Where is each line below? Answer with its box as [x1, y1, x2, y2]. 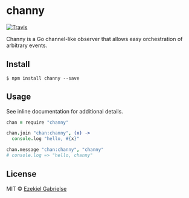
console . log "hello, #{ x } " [11, 136, 80, 142]
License [6, 169, 37, 179]
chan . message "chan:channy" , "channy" [6, 147, 104, 153]
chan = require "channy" [6, 119, 69, 126]
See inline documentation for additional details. [6, 107, 124, 115]
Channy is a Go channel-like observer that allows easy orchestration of [6, 35, 183, 42]
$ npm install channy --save [6, 75, 80, 81]
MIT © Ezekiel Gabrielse [6, 185, 67, 192]
